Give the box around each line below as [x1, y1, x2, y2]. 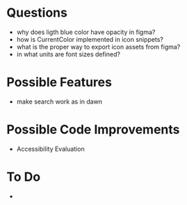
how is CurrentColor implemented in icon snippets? [16, 35, 164, 43]
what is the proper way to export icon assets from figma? [16, 42, 181, 51]
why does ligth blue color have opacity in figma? [16, 28, 156, 36]
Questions [6, 5, 67, 21]
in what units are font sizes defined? [16, 50, 121, 58]
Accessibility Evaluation [16, 145, 85, 153]
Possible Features [6, 74, 113, 90]
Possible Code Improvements [6, 122, 180, 138]
